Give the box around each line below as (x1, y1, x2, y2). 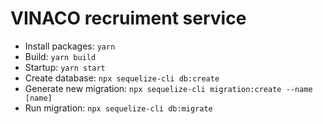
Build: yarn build (24, 50, 97, 62)
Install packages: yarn (24, 40, 116, 52)
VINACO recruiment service (10, 7, 247, 30)
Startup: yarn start (24, 61, 106, 73)
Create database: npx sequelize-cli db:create (24, 72, 220, 84)
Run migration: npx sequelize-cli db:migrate (24, 102, 213, 114)
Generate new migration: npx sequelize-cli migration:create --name (24, 82, 313, 94)
